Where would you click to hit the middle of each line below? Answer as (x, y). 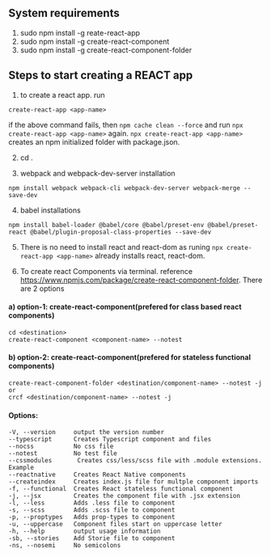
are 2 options (42, 288)
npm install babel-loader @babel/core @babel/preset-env (106, 225)
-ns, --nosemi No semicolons (65, 546)
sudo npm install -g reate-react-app (80, 32)
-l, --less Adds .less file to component (92, 503)
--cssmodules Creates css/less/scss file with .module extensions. (135, 461)
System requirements (64, 13)
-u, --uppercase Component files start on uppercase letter (115, 525)
